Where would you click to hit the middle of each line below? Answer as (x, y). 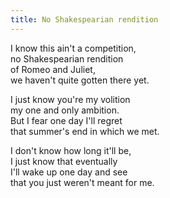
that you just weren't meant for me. (82, 182)
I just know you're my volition (70, 99)
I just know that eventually (64, 161)
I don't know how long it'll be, (71, 150)
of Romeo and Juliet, (53, 69)
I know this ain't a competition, (73, 48)
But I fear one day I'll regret (66, 120)
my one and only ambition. (65, 110)
